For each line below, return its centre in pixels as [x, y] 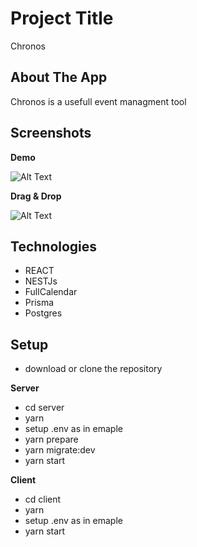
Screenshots [51, 133]
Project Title [62, 18]
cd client [43, 499]
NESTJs [41, 281]
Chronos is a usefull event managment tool [98, 101]
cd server [44, 408]
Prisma [39, 303]
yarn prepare [51, 439]
